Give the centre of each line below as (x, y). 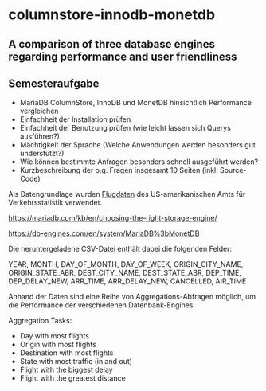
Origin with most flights (58, 345)
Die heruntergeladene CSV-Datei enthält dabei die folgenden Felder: (120, 249)
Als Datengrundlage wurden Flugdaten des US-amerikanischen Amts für (127, 194)
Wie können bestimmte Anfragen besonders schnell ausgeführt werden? (139, 162)
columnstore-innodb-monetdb (112, 15)
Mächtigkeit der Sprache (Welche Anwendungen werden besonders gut (138, 145)
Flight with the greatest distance (72, 378)
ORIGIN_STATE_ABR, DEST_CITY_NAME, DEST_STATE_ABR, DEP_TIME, (125, 273)
